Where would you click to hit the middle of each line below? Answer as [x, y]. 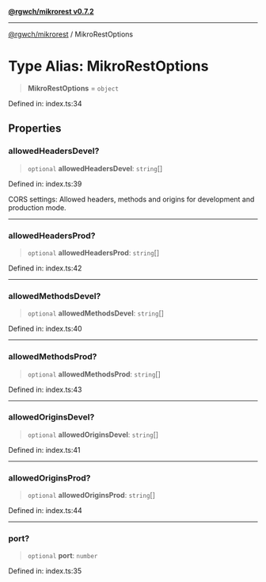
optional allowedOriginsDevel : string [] [93, 435]
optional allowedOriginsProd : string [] [91, 496]
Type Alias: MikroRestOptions [108, 66]
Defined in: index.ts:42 [45, 268]
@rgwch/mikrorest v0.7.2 [51, 11]
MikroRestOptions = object [73, 88]
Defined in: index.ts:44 [46, 511]
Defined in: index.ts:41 [44, 450]
